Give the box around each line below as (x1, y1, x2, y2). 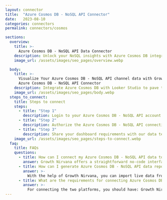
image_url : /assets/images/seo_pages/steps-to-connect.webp (14, 136, 141, 141)
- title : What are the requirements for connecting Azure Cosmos (18, 178, 157, 183)
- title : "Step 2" (18, 118, 57, 123)
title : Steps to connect (14, 99, 66, 104)
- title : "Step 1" (18, 108, 57, 113)
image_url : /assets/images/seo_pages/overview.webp (14, 58, 123, 63)
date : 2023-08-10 (5, 16, 46, 21)
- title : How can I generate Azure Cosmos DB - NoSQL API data (18, 164, 153, 169)
